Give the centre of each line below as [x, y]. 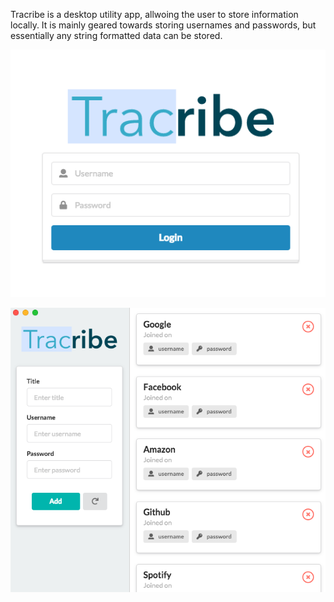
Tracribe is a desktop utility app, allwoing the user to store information [154, 14]
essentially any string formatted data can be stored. [116, 35]
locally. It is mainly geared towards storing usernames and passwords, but [163, 25]
